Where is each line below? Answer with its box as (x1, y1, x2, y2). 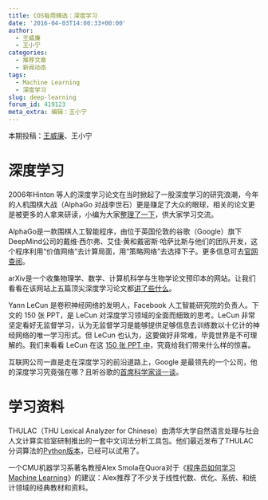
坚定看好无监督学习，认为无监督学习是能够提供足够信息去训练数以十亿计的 (8, 320, 253, 329)
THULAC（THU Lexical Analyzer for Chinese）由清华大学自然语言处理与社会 (8, 426, 260, 435)
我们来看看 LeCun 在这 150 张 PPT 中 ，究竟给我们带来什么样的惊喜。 (29, 340, 255, 349)
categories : (8, 49, 48, 57)
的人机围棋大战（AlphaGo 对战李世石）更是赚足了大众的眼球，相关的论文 (8, 199, 249, 209)
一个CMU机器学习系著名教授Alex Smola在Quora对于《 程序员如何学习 (8, 463, 236, 472)
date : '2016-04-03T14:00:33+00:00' (8, 19, 127, 27)
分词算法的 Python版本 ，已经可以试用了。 (8, 446, 144, 455)
